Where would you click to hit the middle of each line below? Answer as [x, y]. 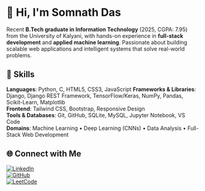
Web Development [46, 134]
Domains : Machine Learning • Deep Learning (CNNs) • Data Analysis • [96, 128]
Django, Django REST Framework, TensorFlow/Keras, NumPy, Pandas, [95, 95]
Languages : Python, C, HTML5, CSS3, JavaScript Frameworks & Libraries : [101, 89]
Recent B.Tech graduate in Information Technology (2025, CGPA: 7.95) [97, 29]
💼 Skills [20, 75]
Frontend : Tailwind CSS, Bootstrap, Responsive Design [76, 109]
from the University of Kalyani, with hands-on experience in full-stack [95, 35]
